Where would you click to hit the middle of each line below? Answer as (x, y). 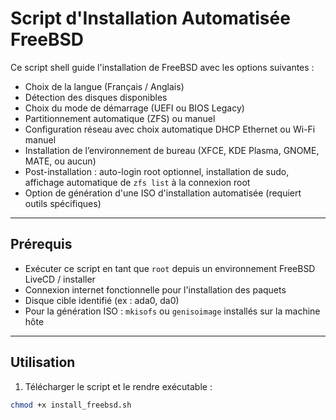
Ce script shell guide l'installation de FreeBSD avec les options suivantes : (162, 67)
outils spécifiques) (63, 203)
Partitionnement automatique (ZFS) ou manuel (120, 118)
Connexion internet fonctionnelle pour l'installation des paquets (155, 289)
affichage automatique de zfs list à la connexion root (137, 182)
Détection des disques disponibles (96, 97)
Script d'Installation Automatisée (150, 18)
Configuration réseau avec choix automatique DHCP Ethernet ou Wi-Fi (170, 129)
